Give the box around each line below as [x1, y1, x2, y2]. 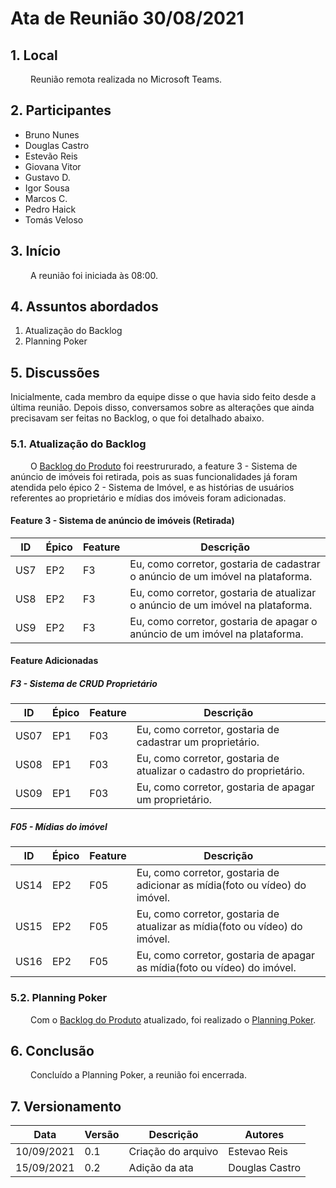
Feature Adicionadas [10, 655, 99, 667]
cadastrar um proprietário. [136, 735, 260, 749]
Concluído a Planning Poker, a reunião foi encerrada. [29, 1069, 247, 1081]
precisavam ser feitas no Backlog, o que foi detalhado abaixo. [10, 412, 265, 424]
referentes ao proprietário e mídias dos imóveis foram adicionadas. [10, 492, 287, 504]
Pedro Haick [24, 203, 77, 215]
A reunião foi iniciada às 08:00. [29, 269, 159, 281]
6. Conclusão [10, 1042, 95, 1059]
